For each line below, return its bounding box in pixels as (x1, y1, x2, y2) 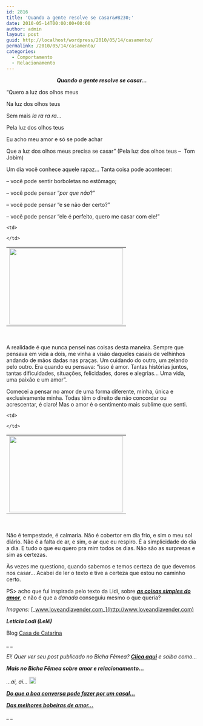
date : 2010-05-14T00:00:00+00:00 (6, 20, 91, 26)
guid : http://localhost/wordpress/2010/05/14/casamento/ (6, 37, 153, 43)
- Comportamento (12, 54, 53, 60)
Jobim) (6, 153, 24, 161)
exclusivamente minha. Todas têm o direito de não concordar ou (6, 394, 167, 402)
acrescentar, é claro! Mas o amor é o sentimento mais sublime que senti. (6, 400, 188, 408)
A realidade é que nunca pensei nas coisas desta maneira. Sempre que (6, 343, 184, 351)
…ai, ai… (6, 678, 28, 685)
